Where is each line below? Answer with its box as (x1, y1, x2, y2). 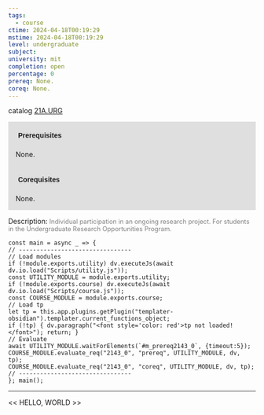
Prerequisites (18, 131, 62, 140)
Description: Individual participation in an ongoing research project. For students (8, 217, 250, 226)
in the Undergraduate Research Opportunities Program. (8, 225, 172, 233)
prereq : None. (8, 77, 55, 85)
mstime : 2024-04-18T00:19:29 (8, 33, 104, 42)
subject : (8, 48, 37, 56)
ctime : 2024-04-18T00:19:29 (8, 26, 101, 34)
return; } (46, 329, 79, 336)
